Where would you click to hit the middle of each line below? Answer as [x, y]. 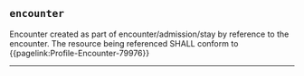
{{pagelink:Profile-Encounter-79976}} [80, 53]
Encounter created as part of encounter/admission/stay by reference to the [149, 34]
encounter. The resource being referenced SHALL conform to [124, 43]
